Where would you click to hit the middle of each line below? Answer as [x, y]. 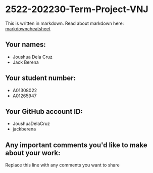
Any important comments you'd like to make [76, 145]
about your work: [33, 153]
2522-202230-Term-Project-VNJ [77, 9]
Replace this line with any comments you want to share [62, 165]
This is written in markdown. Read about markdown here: [65, 23]
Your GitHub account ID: [44, 112]
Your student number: [41, 78]
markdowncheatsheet [28, 28]
